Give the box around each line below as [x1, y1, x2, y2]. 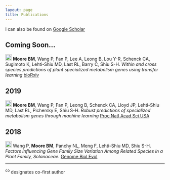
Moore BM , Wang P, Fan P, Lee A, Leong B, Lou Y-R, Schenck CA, [12, 56, 150, 62]
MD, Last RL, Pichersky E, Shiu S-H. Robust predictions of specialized [5, 107, 151, 114]
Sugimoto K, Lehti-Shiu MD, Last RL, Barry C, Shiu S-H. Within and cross [5, 61, 157, 67]
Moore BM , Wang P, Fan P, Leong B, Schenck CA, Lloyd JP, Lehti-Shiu [12, 102, 159, 108]
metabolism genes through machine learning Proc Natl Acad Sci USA [5, 113, 150, 119]
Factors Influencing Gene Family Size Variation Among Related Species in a [5, 148, 163, 154]
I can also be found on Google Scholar [5, 26, 85, 32]
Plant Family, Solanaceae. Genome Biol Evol [5, 153, 98, 159]
